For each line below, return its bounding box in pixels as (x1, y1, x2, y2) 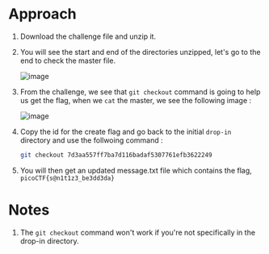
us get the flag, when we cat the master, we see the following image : (19, 95, 252, 105)
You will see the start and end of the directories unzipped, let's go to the (19, 47, 261, 56)
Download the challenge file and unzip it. (19, 31, 156, 41)
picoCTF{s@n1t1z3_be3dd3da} (19, 174, 115, 182)
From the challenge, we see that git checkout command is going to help (19, 86, 261, 97)
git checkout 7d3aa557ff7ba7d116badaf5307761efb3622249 (19, 151, 212, 159)
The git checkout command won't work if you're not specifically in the (19, 227, 256, 237)
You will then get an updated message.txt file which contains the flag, (19, 165, 252, 175)
